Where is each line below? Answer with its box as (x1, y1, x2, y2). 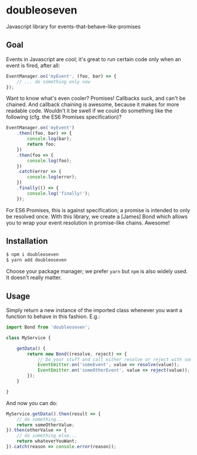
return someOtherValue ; (16, 421, 75, 428)
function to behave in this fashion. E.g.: (6, 313, 101, 320)
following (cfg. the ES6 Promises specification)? (6, 113, 122, 121)
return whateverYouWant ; (16, 439, 77, 444)
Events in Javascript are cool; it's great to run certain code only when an (6, 55, 182, 62)
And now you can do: (6, 399, 57, 406)
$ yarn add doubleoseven (6, 257, 67, 263)
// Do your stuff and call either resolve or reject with (37, 356, 182, 362)
